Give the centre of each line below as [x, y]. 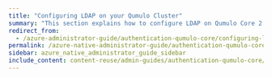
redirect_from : [34, 30]
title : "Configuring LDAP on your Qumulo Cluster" [96, 16]
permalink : [27, 46]
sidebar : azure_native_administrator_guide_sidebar [97, 53]
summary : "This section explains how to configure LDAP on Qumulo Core [132, 23]
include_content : [38, 61]
